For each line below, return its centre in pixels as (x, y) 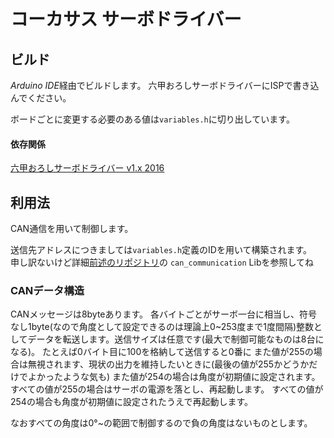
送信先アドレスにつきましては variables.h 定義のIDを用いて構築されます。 (161, 250)
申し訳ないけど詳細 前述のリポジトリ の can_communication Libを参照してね (162, 262)
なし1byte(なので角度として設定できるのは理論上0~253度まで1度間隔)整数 (162, 327)
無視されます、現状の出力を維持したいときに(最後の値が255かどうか (168, 364)
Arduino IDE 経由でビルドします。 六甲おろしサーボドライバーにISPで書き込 (165, 85)
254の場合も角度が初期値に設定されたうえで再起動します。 (132, 402)
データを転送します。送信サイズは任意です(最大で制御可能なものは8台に (176, 339)
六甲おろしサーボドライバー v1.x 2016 (87, 168)
